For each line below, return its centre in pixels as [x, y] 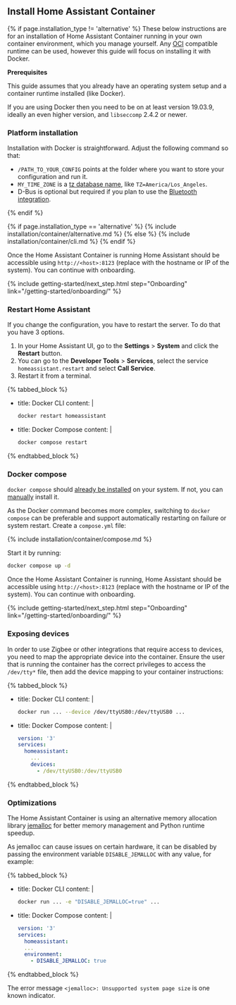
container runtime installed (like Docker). [66, 93]
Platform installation [43, 132]
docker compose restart [52, 443]
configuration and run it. [52, 177]
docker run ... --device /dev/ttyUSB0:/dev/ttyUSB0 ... [101, 712]
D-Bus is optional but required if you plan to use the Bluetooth [107, 192]
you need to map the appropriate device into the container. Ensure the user [116, 656]
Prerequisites [27, 72]
